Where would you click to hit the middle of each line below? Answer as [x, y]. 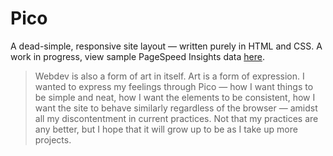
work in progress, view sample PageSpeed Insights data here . [137, 56]
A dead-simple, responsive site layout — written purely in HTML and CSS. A [166, 46]
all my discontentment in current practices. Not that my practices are [176, 118]
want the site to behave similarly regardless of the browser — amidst [176, 108]
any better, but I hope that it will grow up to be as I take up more [166, 129]
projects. [53, 139]
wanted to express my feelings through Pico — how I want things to [174, 86]
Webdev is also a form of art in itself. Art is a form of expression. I [169, 76]
